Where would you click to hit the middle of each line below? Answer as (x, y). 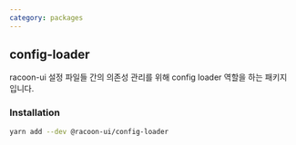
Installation (35, 112)
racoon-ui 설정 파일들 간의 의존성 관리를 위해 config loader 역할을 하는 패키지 (148, 77)
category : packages (46, 18)
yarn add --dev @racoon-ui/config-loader (89, 131)
